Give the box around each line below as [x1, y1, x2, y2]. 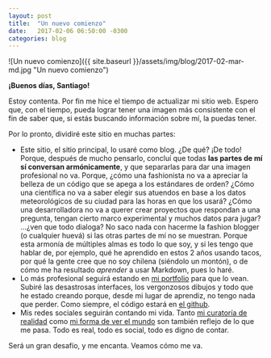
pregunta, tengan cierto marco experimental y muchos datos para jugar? [19, 213, 261, 223]
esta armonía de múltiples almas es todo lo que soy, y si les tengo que [19, 239, 254, 249]
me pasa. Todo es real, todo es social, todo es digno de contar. [19, 325, 230, 335]
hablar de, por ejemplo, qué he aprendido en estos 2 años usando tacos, [19, 248, 262, 258]
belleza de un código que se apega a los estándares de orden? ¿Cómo [19, 179, 255, 189]
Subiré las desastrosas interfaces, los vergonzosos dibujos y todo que [19, 282, 254, 292]
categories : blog [8, 34, 67, 43]
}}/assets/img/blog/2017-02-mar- [132, 57, 244, 66]
